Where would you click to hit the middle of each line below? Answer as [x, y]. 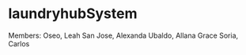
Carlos [19, 43]
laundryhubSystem [73, 14]
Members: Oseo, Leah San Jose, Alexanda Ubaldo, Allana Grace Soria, [123, 35]
